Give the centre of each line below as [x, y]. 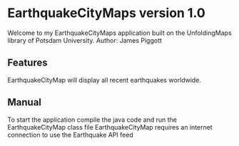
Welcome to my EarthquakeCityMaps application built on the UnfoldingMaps [119, 33]
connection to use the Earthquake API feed [70, 135]
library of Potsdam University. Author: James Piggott [85, 40]
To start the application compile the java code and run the [92, 120]
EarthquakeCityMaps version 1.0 [106, 13]
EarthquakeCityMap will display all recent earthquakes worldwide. [105, 80]
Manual [24, 102]
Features [27, 63]
